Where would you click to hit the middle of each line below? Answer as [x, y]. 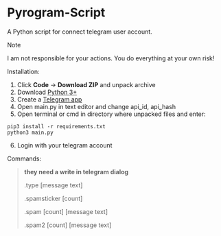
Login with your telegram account [65, 145]
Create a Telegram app [49, 99]
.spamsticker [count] [53, 198]
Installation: [23, 71]
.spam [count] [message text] [66, 211]
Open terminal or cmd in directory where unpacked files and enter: [111, 114]
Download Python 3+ [47, 92]
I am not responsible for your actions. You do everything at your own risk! [111, 58]
